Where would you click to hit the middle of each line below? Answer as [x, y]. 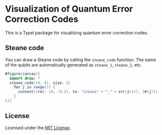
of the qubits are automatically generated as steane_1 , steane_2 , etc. [73, 65]
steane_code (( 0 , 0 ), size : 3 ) [40, 83]
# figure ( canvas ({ [23, 74]
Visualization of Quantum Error [69, 9]
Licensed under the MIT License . [38, 128]
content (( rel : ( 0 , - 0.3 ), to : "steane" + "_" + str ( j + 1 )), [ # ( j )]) [88, 92]
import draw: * [25, 78]
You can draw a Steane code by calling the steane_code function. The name [81, 60]
